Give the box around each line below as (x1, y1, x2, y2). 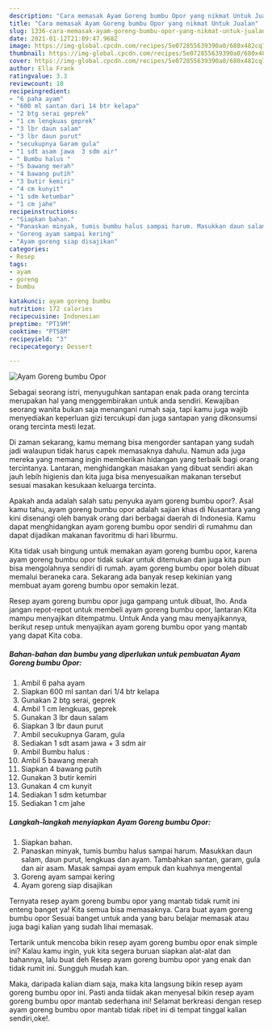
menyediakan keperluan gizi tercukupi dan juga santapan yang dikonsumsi (9, 414, 257, 423)
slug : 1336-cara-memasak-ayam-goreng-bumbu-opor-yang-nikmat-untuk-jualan (9, 27, 266, 35)
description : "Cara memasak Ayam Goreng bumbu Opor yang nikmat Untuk (9, 11, 252, 20)
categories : (9, 245, 49, 253)
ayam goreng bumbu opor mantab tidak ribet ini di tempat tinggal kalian (9, 1005, 247, 1015)
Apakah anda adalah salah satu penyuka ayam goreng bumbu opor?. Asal (9, 496, 253, 506)
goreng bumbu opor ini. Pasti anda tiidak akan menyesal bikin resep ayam (9, 988, 255, 998)
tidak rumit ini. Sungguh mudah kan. (9, 964, 130, 974)
